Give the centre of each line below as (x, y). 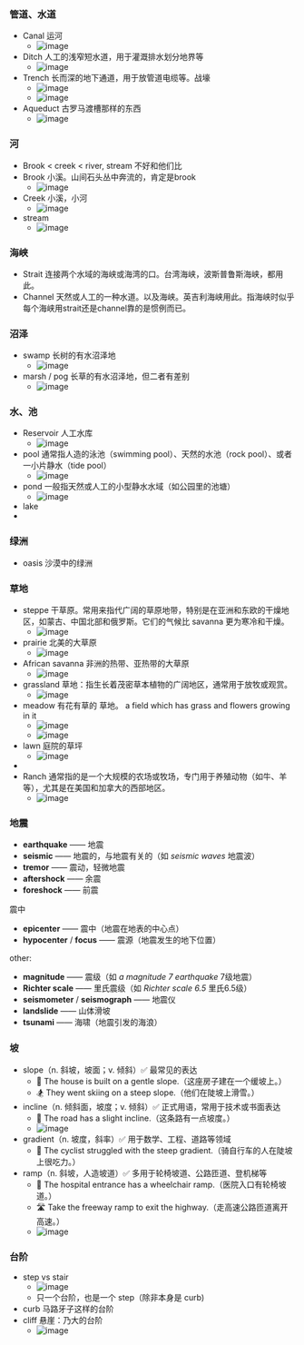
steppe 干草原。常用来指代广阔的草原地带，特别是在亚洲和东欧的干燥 (152, 610)
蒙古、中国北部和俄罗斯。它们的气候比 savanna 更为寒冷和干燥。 (168, 622)
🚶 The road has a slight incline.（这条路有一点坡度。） (135, 1118)
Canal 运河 (43, 36)
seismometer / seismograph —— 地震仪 (99, 1000)
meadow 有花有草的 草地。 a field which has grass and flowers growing (156, 706)
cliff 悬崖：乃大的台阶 (63, 1320)
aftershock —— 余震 (62, 879)
